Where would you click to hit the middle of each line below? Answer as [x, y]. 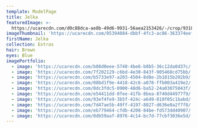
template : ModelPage [32, 12]
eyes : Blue [19, 55]
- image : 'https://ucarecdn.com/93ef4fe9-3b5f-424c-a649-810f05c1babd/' [103, 99]
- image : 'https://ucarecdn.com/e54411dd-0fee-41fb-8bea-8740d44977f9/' [103, 94]
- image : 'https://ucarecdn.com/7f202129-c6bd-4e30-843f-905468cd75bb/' [103, 72]
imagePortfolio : [26, 61]
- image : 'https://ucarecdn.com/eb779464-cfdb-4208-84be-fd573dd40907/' [103, 110]
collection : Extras [30, 45]
